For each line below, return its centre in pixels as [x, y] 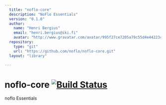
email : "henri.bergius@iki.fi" [46, 33]
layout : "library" [28, 56]
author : [17, 24]
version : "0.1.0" [27, 19]
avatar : [21, 38]
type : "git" [26, 47]
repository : [22, 42]
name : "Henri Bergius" [37, 28]
